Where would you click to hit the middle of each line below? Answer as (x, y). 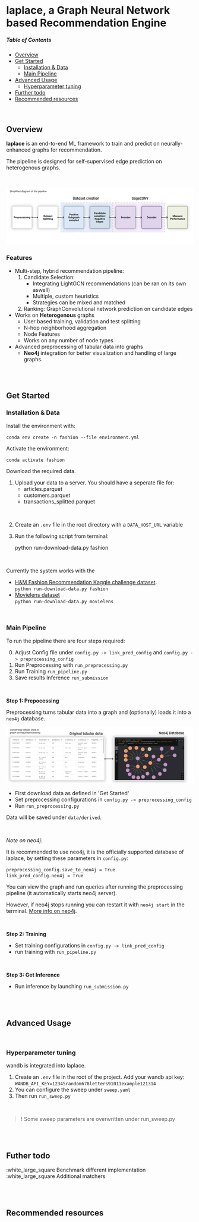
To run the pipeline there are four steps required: (66, 641)
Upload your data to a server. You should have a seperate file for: (94, 483)
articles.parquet (43, 489)
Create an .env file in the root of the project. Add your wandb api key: (99, 1077)
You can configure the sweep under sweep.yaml (72, 1090)
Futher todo (28, 1156)
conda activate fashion (36, 460)
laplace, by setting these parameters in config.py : (67, 858)
